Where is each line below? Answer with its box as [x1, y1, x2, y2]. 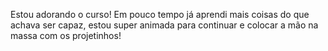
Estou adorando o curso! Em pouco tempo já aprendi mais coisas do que [10, 9, 310, 20]
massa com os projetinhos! [10, 30, 122, 41]
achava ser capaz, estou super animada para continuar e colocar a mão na [10, 19, 319, 31]
